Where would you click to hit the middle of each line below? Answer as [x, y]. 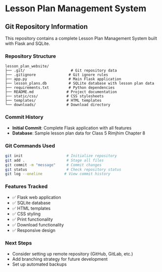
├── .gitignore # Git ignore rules [57, 75]
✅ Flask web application [36, 197]
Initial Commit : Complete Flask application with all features [72, 128]
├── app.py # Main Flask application [63, 79]
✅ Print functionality [32, 219]
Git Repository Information [46, 27]
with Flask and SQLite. [28, 44]
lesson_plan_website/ [27, 67]
